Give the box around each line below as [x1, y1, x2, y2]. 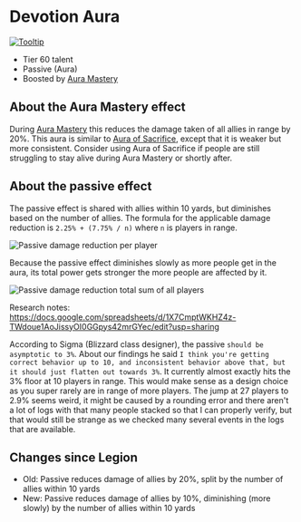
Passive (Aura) [22, 63, 78, 74]
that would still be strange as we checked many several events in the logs [9, 414, 285, 425]
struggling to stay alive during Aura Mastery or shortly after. [9, 152, 233, 163]
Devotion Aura [9, 6, 121, 27]
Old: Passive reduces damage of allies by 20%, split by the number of [22, 474, 284, 485]
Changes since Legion [9, 449, 139, 465]
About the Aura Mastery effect [9, 100, 186, 115]
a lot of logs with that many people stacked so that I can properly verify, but [9, 404, 293, 415]
